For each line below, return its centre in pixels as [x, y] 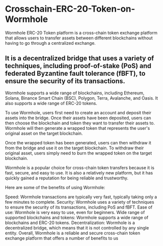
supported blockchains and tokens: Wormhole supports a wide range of [77, 217]
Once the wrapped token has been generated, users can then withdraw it [78, 142]
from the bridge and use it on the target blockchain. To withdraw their [74, 148]
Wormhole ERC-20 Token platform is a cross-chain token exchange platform [81, 33]
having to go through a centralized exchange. [50, 43]
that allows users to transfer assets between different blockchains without [79, 38]
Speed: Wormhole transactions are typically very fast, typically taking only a [81, 197]
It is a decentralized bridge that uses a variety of [80, 59]
